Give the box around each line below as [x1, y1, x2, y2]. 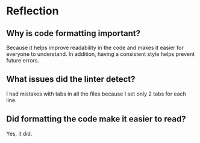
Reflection [6, 4, 59, 18]
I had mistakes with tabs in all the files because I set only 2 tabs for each [6, 90, 187, 97]
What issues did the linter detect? [6, 74, 136, 85]
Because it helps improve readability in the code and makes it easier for [6, 44, 184, 51]
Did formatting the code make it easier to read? [6, 114, 186, 124]
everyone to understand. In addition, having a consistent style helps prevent [6, 50, 195, 58]
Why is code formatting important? [6, 28, 140, 38]
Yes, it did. [6, 130, 33, 137]
